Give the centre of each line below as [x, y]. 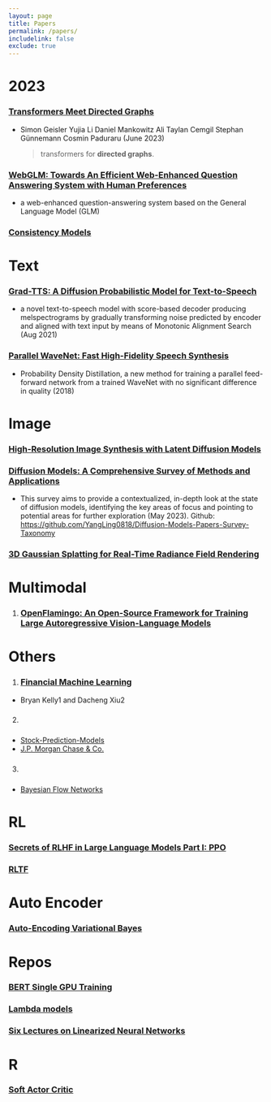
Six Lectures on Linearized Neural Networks [97, 1031]
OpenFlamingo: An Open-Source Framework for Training [134, 613]
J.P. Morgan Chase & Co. [62, 749]
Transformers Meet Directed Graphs [81, 112]
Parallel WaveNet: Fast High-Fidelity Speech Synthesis [119, 356]
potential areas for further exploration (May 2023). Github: [117, 516]
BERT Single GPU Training [60, 987]
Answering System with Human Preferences [98, 185]
